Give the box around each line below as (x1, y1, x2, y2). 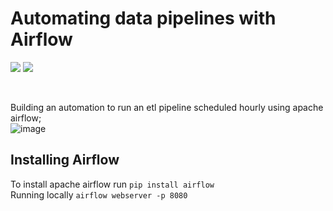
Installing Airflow (10, 152, 120, 169)
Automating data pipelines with (10, 7, 277, 30)
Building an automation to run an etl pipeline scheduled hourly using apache (10, 101, 324, 113)
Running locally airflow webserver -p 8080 (10, 188, 188, 201)
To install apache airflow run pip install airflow (10, 178, 215, 190)
